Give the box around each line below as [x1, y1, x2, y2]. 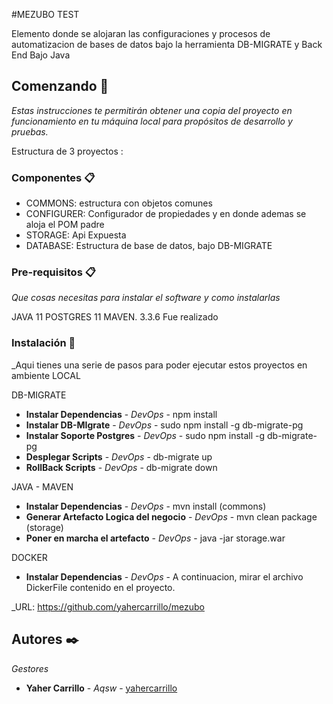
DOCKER [11, 551, 48, 563]
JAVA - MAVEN [11, 480, 74, 493]
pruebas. [11, 125, 49, 138]
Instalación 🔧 [11, 336, 76, 350]
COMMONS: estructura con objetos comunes [25, 197, 213, 209]
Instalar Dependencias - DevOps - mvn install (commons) [25, 500, 267, 512]
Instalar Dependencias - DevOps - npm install [25, 408, 218, 420]
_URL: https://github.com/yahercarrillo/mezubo [11, 600, 205, 613]
